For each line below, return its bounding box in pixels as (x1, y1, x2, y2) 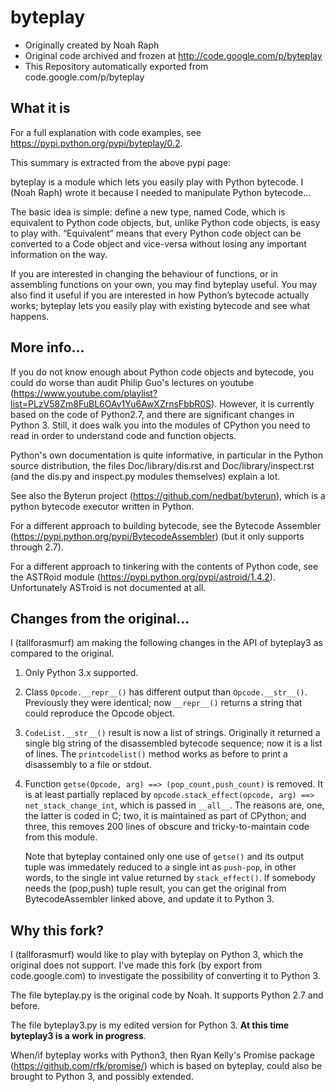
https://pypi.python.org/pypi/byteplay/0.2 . (10, 137, 183, 149)
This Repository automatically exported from (24, 60, 209, 72)
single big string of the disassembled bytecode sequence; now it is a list (24, 737, 323, 750)
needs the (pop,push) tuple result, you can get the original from (24, 882, 287, 895)
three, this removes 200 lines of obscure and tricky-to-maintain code (24, 821, 310, 833)
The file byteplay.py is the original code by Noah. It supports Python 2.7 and (10, 989, 324, 1001)
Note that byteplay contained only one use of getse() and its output (24, 851, 304, 863)
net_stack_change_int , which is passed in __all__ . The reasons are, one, (24, 799, 325, 811)
